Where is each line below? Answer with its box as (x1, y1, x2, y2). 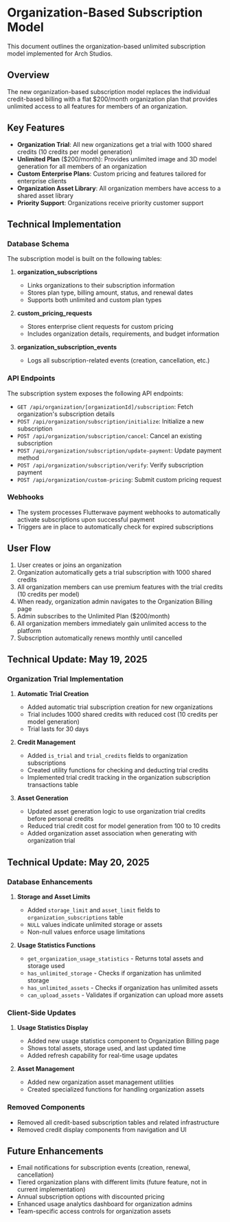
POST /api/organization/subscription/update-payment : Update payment (16, 446, 222, 454)
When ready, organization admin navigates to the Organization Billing (16, 597, 213, 606)
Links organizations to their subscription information (27, 281, 175, 290)
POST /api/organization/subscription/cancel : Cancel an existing (16, 431, 203, 440)
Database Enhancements (7, 877, 93, 886)
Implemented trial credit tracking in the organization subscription (27, 774, 211, 782)
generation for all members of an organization (16, 162, 148, 170)
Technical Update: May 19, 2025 (7, 654, 148, 665)
